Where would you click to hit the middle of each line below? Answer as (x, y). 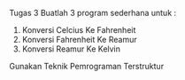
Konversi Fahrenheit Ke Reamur (79, 40)
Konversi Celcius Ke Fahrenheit (79, 30)
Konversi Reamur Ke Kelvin (71, 49)
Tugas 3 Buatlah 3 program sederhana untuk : (93, 13)
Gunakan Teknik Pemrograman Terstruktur (87, 66)
